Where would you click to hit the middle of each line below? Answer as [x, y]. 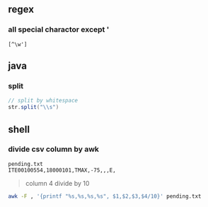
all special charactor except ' [59, 30]
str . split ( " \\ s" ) [34, 107]
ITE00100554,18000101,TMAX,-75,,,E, [62, 170]
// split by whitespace [43, 101]
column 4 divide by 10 [57, 183]
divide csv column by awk [54, 149]
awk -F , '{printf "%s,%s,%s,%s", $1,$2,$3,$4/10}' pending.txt [105, 196]
